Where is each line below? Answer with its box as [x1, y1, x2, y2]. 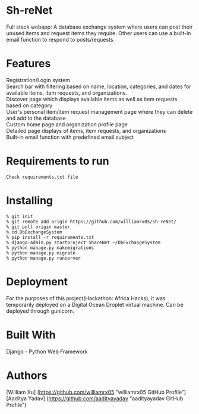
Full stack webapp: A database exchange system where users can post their [6, 23, 193, 30]
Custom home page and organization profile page [6, 120, 128, 128]
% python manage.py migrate [6, 250, 76, 256]
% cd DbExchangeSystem [6, 229, 62, 235]
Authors [6, 369, 48, 382]
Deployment [6, 275, 68, 288]
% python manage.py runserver [6, 255, 81, 261]
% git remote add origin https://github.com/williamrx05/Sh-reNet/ [6, 219, 177, 225]
